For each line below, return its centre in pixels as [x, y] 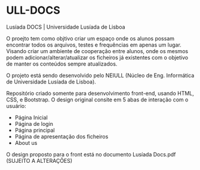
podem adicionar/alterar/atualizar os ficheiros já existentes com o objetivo [97, 57]
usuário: [16, 106]
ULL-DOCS [33, 10]
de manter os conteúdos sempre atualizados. [62, 64]
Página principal [35, 130]
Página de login [34, 123]
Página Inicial [31, 118]
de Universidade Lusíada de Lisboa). [51, 82]
